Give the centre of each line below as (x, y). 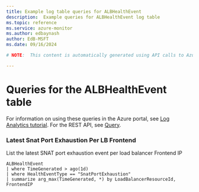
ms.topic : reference (32, 22)
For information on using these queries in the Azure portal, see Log (88, 118)
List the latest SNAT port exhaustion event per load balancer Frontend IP (94, 153)
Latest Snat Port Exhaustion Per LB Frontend (71, 140)
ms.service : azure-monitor (39, 28)
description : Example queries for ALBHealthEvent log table (83, 17)
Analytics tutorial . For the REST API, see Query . (64, 125)
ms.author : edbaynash (33, 34)
